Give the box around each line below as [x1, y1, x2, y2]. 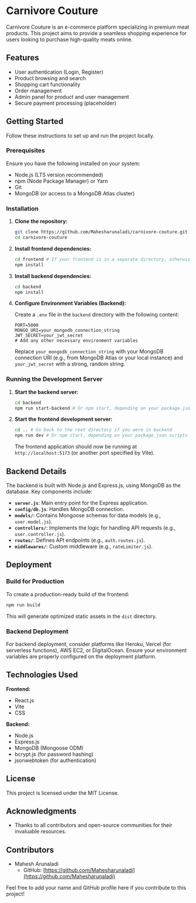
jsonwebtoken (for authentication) [14, 757, 97, 764]
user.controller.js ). [14, 531, 66, 538]
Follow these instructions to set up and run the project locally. [6, 132, 155, 139]
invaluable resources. [14, 828, 67, 835]
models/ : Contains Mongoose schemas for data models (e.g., [14, 512, 161, 519]
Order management [14, 87, 62, 94]
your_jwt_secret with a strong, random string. [14, 360, 126, 368]
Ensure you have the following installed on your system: [6, 160, 140, 167]
